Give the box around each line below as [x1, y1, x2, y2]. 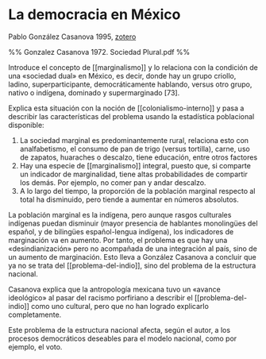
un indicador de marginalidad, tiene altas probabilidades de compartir [19, 169, 249, 179]
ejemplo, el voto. [8, 342, 63, 351]
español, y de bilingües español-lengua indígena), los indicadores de [8, 226, 234, 236]
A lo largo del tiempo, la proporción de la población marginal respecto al [19, 186, 256, 195]
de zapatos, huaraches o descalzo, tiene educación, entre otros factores [19, 152, 258, 162]
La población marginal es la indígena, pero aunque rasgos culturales [8, 210, 232, 219]
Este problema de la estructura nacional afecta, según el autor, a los [8, 325, 231, 334]
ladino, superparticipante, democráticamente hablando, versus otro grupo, [8, 79, 253, 89]
